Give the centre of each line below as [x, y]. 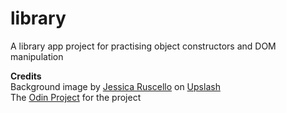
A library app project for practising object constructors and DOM [143, 46]
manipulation [37, 56]
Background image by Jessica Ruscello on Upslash [115, 86]
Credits [26, 76]
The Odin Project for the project [76, 97]
